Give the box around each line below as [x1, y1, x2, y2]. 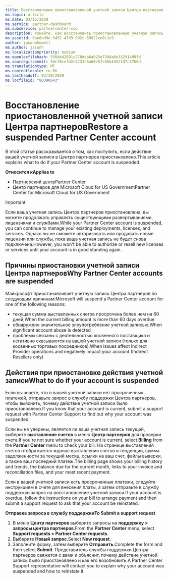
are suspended [5, 277, 54, 286]
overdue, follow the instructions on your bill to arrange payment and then [5, 495, 157, 501]
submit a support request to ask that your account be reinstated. [5, 500, 139, 506]
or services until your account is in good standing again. [5, 246, 122, 252]
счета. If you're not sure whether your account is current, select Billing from [5, 437, 163, 443]
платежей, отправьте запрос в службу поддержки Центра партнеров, [5, 395, 156, 401]
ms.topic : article [5, 12, 44, 17]
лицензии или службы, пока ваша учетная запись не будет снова [5, 236, 146, 242]
